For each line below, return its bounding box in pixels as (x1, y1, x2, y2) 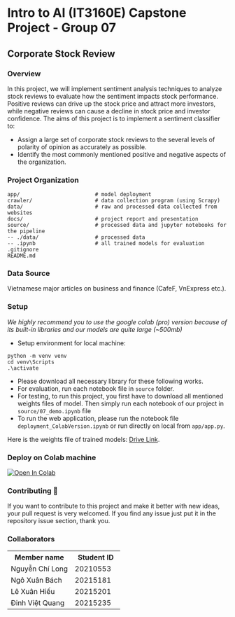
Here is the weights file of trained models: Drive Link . (7, 435, 160, 443)
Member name (14, 552, 64, 562)
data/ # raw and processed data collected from (7, 203, 218, 211)
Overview (7, 69, 41, 78)
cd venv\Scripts (7, 359, 55, 366)
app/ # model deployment (7, 191, 152, 198)
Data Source (7, 268, 50, 278)
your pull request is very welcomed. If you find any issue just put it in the (7, 509, 217, 518)
